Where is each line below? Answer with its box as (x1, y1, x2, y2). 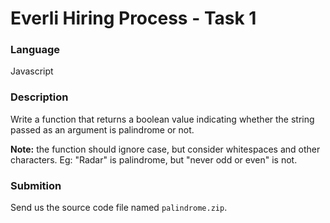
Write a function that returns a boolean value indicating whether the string (10, 113, 315, 125)
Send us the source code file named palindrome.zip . (10, 202, 228, 214)
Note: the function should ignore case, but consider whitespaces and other (10, 143, 321, 155)
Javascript (10, 65, 54, 77)
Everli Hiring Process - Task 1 (10, 7, 257, 30)
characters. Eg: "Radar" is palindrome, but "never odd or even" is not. (10, 153, 298, 166)
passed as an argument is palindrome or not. (10, 123, 195, 136)
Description (10, 90, 69, 104)
